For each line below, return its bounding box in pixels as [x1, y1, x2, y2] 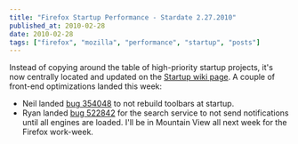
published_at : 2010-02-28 [9, 21, 105, 30]
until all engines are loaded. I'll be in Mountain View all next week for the [21, 117, 287, 128]
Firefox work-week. [21, 126, 93, 138]
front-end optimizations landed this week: [9, 81, 163, 92]
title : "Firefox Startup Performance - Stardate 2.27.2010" [9, 12, 238, 22]
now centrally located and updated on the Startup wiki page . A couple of [9, 72, 276, 83]
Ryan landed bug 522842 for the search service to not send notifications [21, 108, 289, 118]
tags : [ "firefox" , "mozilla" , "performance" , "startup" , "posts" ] [9, 37, 261, 47]
